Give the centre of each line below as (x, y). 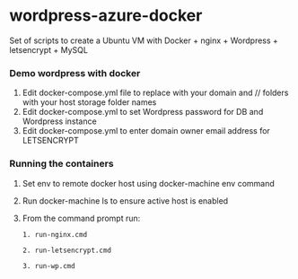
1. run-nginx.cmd (55, 234)
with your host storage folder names (89, 102)
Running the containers (61, 164)
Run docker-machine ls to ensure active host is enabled (125, 201)
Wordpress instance (59, 121)
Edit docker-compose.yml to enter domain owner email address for (146, 131)
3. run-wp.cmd (48, 266)
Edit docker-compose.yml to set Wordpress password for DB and (143, 112)
